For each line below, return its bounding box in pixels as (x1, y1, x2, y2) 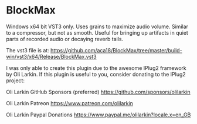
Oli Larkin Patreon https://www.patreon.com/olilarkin (6, 99, 134, 106)
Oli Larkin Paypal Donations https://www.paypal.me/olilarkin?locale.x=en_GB (6, 111, 191, 118)
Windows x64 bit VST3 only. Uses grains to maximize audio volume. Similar (6, 23, 189, 30)
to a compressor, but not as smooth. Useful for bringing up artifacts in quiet (6, 29, 189, 36)
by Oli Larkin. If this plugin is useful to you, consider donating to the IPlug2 (6, 71, 186, 78)
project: (6, 77, 25, 84)
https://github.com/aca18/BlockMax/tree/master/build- (50, 46, 183, 53)
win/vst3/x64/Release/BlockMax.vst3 (6, 53, 97, 60)
